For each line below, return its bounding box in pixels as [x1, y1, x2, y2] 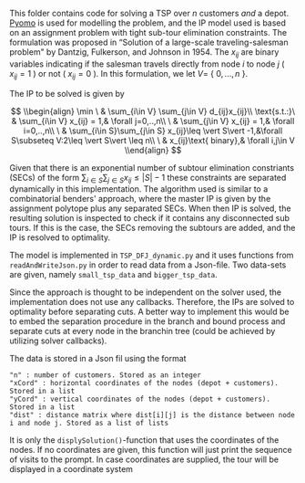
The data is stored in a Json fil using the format [9, 353, 187, 364]
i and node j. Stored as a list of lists [9, 419, 169, 428]
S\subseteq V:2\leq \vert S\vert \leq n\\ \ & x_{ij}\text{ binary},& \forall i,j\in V [10, 134, 296, 145]
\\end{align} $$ [124, 144, 182, 155]
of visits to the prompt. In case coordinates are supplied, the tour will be [9, 454, 280, 465]
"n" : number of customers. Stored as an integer [9, 371, 202, 380]
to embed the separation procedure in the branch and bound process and [9, 316, 286, 327]
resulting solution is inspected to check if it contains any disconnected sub [9, 213, 290, 224]
